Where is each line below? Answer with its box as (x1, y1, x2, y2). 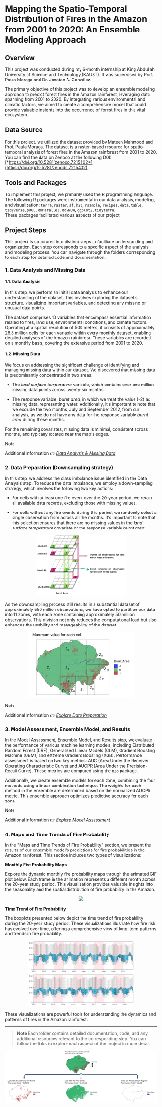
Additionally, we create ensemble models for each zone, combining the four (5, 777, 156, 783)
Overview (5, 53, 35, 62)
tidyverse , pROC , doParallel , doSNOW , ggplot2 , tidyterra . (5, 207, 116, 213)
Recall (5, 768, 17, 774)
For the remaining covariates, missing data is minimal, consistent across (5, 426, 148, 432)
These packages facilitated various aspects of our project (5, 212, 120, 218)
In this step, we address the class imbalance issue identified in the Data (5, 475, 147, 481)
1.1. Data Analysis (5, 278, 41, 284)
